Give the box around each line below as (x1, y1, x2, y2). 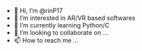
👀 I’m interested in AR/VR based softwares (13, 14, 136, 22)
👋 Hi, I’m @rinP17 (13, 7, 63, 14)
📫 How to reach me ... (13, 37, 79, 44)
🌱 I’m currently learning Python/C (13, 21, 110, 29)
